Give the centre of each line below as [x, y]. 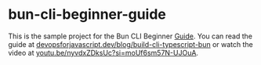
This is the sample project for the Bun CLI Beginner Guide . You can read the [130, 36]
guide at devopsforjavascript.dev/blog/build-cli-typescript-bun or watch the [130, 44]
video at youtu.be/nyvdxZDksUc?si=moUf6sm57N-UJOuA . [103, 52]
